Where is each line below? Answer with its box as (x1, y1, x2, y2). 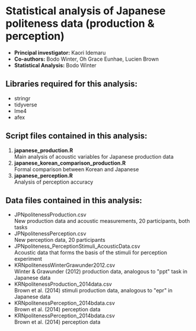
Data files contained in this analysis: (5, 195, 143, 206)
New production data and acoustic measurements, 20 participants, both (14, 217, 190, 225)
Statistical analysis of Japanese (5, 4, 166, 18)
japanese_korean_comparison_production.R (14, 159, 126, 166)
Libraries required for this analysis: (5, 79, 137, 89)
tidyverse (14, 101, 37, 108)
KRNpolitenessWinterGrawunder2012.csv (14, 261, 115, 269)
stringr (14, 94, 31, 102)
